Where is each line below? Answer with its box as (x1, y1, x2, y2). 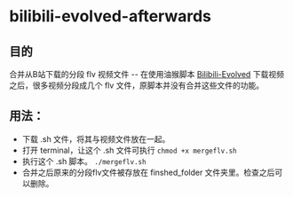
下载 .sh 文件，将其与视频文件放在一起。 (21, 133, 170, 144)
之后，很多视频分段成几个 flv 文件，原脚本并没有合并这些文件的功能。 (9, 80, 265, 91)
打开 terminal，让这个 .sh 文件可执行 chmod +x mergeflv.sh (21, 145, 237, 155)
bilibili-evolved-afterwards (9, 6, 211, 27)
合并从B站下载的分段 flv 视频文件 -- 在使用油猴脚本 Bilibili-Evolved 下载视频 (9, 69, 284, 79)
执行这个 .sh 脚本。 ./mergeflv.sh (21, 155, 146, 166)
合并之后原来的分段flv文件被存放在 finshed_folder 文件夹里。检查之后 (21, 167, 275, 177)
